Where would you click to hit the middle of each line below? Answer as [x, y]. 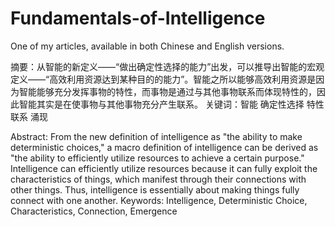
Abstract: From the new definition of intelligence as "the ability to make [156, 136]
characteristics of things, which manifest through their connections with [158, 179]
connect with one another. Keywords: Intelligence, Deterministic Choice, [159, 200]
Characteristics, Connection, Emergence [94, 211]
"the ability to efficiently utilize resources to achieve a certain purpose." [157, 158]
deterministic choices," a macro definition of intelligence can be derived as [164, 147]
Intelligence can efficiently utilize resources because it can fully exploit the [164, 168]
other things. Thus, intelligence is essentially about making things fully [155, 189]
